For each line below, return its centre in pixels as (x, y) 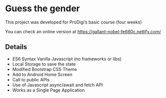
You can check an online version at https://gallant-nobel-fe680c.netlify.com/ (83, 31)
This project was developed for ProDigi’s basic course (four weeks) (74, 22)
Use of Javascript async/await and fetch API (57, 85)
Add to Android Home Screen (42, 74)
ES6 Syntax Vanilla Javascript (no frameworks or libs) (67, 59)
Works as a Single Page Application (48, 90)
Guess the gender (42, 9)
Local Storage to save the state (44, 64)
